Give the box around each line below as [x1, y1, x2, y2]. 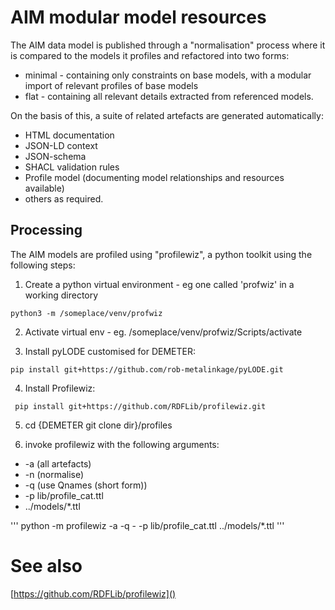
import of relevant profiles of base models [24, 79, 199, 91]
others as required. [24, 192, 104, 205]
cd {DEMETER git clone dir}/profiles [24, 419, 173, 431]
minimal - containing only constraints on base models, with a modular [24, 69, 312, 81]
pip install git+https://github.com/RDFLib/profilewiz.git [14, 401, 267, 411]
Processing [10, 222, 83, 239]
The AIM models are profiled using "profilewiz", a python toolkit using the [10, 248, 313, 260]
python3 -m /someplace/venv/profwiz [10, 308, 163, 318]
